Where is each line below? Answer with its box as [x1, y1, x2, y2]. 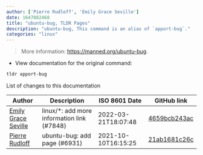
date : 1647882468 [6, 14, 50, 21]
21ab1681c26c [147, 135, 194, 144]
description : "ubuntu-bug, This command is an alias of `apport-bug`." [6, 25, 190, 32]
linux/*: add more [42, 107, 92, 115]
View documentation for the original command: [14, 60, 132, 67]
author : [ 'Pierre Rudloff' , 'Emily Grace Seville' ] [6, 8, 139, 15]
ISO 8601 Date [98, 96, 142, 104]
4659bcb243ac [147, 114, 194, 122]
